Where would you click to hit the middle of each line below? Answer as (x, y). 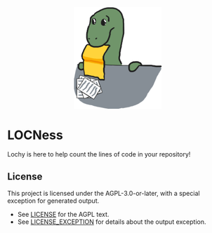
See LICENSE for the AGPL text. (63, 215)
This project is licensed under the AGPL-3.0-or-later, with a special (104, 194)
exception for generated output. (53, 201)
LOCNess (35, 135)
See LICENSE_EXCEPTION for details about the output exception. (112, 222)
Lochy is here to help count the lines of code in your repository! (99, 154)
